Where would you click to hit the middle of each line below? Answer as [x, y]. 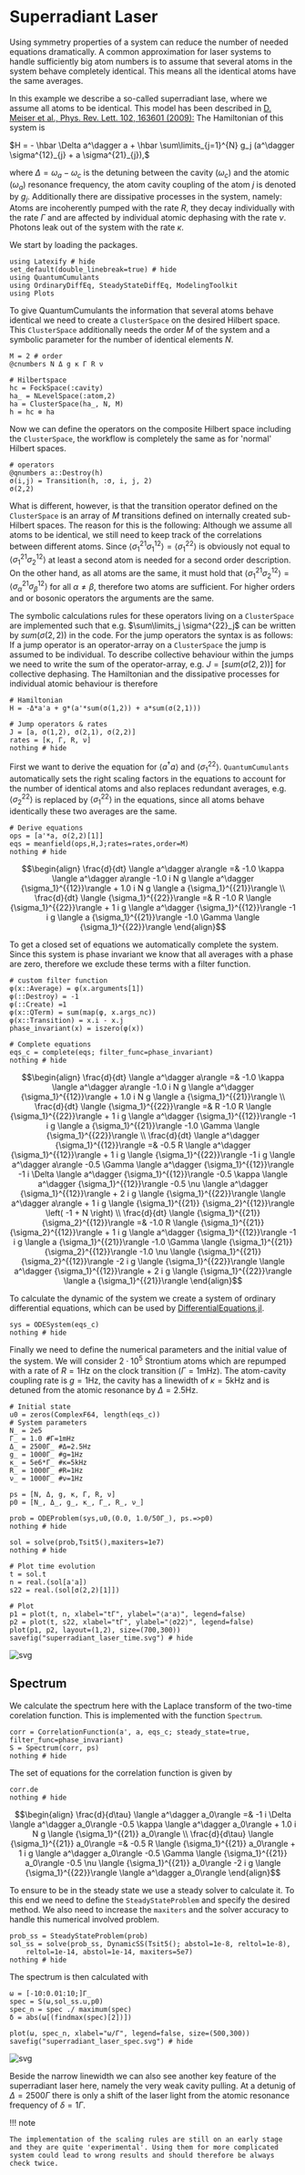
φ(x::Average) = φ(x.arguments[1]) [77, 989]
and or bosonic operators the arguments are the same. [112, 598]
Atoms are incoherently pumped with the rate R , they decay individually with [152, 208]
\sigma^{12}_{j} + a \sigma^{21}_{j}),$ [80, 155]
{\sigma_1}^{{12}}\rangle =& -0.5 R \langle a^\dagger [153, 1145]
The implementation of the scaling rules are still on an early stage [146, 2139]
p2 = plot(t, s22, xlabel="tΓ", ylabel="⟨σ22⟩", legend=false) [132, 1622]
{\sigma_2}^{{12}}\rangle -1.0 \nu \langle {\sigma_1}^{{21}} [153, 1252]
